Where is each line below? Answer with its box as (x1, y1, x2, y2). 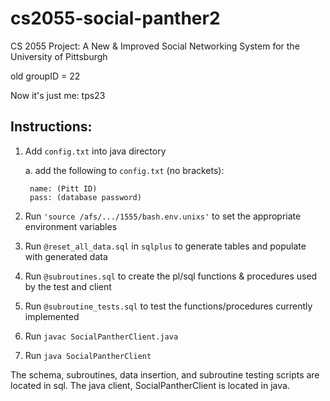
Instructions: (10, 118, 93, 136)
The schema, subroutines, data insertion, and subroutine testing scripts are (10, 368, 320, 381)
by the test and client (24, 280, 112, 292)
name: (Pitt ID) (29, 183, 98, 194)
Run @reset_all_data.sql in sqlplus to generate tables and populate (24, 240, 307, 252)
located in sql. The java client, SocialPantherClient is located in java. (10, 379, 290, 391)
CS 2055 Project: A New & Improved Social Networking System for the (10, 40, 300, 52)
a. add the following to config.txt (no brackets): (24, 164, 225, 176)
